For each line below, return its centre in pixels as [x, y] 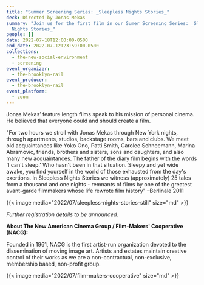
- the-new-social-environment [50, 57]
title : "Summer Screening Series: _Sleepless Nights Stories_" [88, 12]
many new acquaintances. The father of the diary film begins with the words [102, 158]
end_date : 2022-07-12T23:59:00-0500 [53, 46]
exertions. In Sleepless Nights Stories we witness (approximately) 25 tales [99, 178]
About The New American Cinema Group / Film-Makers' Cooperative [95, 226]
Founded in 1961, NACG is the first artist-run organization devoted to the [97, 244]
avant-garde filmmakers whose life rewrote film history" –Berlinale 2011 [95, 191]
